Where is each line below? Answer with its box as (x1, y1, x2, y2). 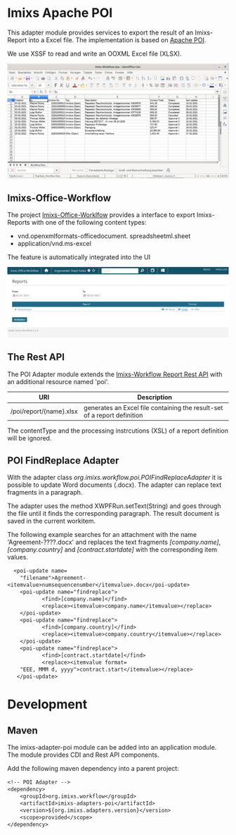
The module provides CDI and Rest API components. (7, 750, 159, 759)
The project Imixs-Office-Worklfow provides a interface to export (7, 211, 195, 219)
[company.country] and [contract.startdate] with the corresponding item (7, 545, 218, 554)
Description (136, 393, 173, 402)
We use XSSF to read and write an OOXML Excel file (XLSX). (7, 49, 182, 58)
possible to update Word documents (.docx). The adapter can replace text (7, 481, 222, 489)
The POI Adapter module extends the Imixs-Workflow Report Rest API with (7, 370, 223, 378)
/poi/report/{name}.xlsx (10, 407, 79, 416)
